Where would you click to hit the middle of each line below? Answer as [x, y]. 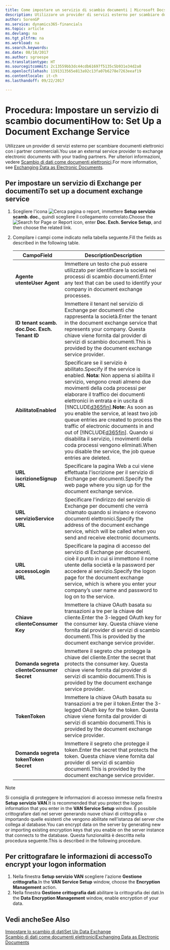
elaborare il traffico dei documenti [105, 394]
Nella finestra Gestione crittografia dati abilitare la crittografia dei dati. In [88, 893]
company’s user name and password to [111, 590]
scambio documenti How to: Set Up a [83, 121]
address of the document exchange [107, 525]
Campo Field [37, 255]
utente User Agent [37, 283]
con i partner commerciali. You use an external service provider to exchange [84, 151]
